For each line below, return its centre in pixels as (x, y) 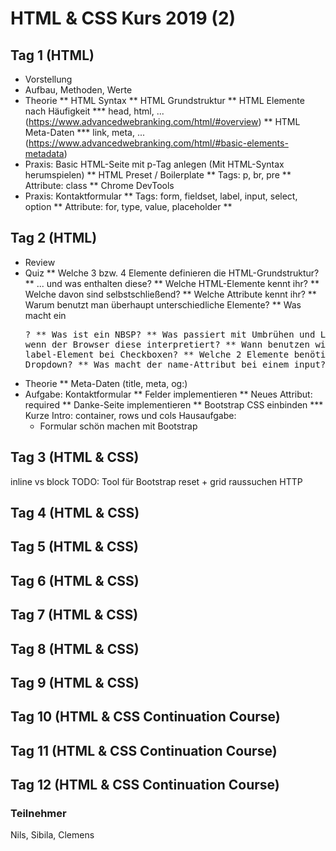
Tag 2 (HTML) (54, 238)
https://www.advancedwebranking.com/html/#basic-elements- (158, 143)
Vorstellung (48, 79)
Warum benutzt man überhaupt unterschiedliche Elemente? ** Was (163, 304)
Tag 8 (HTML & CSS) (75, 648)
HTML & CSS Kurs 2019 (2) (123, 18)
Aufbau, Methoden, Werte (78, 90)
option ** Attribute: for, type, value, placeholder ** (128, 206)
